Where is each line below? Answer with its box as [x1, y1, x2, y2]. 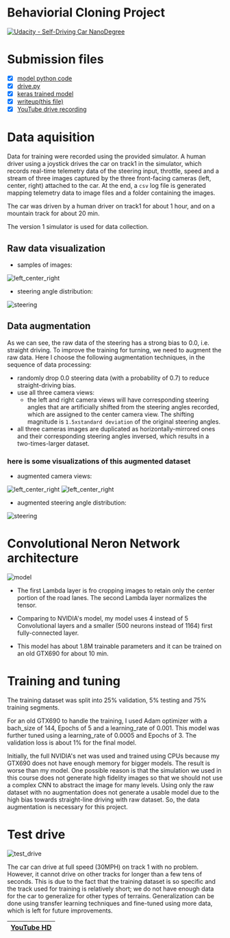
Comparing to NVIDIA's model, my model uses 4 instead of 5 [16, 614, 188, 622]
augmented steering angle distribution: [16, 498, 127, 507]
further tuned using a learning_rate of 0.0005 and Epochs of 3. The [7, 731, 197, 739]
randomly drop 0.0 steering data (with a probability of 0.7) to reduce [16, 374, 210, 382]
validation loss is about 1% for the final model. [7, 738, 137, 747]
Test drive [7, 827, 66, 843]
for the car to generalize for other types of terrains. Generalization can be [7, 891, 214, 900]
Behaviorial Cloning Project [7, 5, 166, 21]
